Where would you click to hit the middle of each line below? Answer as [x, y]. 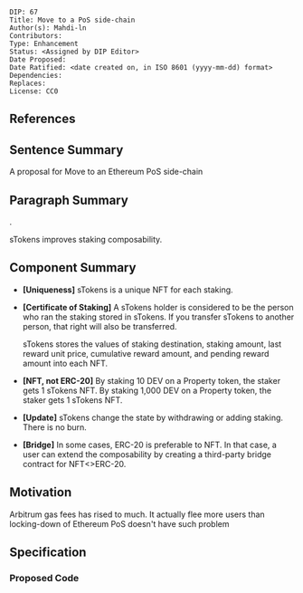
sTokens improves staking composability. [86, 240]
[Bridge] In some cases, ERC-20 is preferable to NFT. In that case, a [150, 445]
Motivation [41, 493]
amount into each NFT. [65, 363]
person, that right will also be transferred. [100, 326]
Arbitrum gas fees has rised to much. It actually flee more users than [137, 514]
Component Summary [73, 268]
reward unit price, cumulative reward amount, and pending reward [146, 353]
